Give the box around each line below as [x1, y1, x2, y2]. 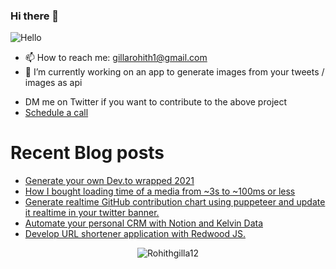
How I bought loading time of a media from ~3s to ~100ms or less [24, 185, 296, 198]
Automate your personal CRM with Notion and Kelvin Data [24, 217, 264, 229]
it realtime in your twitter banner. [24, 207, 160, 219]
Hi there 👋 [10, 9, 60, 23]
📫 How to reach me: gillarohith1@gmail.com [24, 52, 208, 64]
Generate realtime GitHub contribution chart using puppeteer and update [24, 196, 326, 208]
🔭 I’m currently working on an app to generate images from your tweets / [24, 66, 325, 78]
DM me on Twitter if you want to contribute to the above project [24, 96, 288, 108]
